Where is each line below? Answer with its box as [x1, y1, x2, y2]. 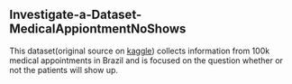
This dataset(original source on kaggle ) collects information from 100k [9, 45, 270, 56]
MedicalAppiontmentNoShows [9, 22, 187, 37]
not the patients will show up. [9, 64, 119, 75]
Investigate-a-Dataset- [9, 7, 142, 23]
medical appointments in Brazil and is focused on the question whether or [9, 54, 284, 66]
